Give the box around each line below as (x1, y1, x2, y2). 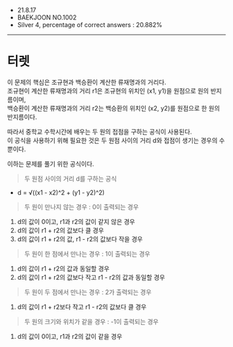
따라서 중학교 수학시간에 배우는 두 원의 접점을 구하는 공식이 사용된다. (7, 127, 192, 136)
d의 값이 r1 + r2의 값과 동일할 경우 (17, 264, 110, 273)
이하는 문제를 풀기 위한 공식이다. (7, 159, 95, 168)
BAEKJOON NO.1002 (17, 13, 77, 22)
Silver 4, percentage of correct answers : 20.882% (17, 21, 163, 29)
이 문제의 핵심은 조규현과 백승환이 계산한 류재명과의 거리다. (7, 78, 166, 86)
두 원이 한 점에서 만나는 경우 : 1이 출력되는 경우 (24, 250, 150, 258)
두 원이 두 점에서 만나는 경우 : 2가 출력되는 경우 (24, 288, 152, 296)
